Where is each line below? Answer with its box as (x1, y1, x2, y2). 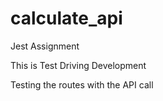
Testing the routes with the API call (10, 78, 154, 91)
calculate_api (10, 7, 123, 30)
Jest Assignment (10, 40, 80, 52)
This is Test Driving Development (10, 59, 147, 71)
